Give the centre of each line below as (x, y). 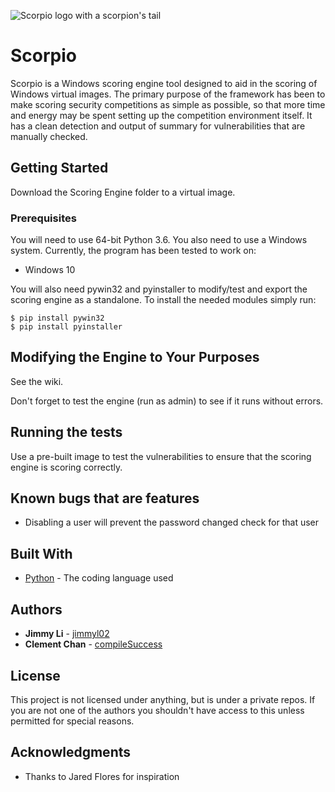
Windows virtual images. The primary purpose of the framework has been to (168, 94)
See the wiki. (37, 381)
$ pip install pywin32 (57, 318)
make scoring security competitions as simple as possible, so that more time (168, 104)
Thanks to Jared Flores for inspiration (102, 776)
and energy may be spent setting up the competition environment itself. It (161, 115)
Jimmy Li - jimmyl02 (67, 634)
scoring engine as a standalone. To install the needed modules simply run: (163, 300)
